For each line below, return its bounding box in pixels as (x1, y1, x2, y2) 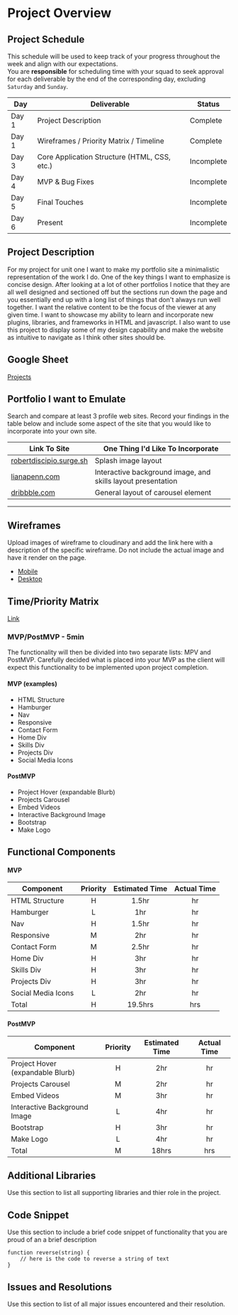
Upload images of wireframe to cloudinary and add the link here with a (7, 539, 213, 547)
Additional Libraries (7, 1169, 96, 1181)
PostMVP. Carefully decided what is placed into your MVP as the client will (7, 656, 225, 664)
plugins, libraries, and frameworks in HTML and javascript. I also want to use (7, 318, 231, 326)
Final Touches (37, 197, 84, 207)
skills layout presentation (94, 476, 178, 486)
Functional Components (7, 846, 115, 858)
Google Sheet (7, 354, 69, 366)
